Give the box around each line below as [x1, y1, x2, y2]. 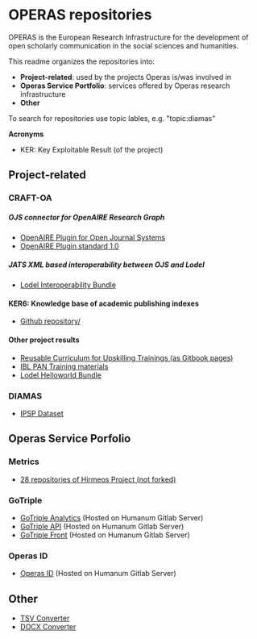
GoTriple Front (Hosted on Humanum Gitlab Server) [19, 530, 191, 540]
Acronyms [8, 129, 44, 139]
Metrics [8, 456, 39, 467]
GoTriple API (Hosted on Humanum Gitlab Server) [19, 521, 184, 531]
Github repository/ [19, 316, 81, 326]
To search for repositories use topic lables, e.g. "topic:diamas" [8, 113, 216, 123]
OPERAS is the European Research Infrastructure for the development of [8, 32, 249, 42]
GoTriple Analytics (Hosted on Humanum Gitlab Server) [19, 512, 204, 522]
